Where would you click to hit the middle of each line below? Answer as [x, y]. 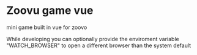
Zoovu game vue [50, 11]
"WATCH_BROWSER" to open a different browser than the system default [99, 45]
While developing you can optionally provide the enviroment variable [93, 39]
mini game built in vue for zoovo [47, 27]
